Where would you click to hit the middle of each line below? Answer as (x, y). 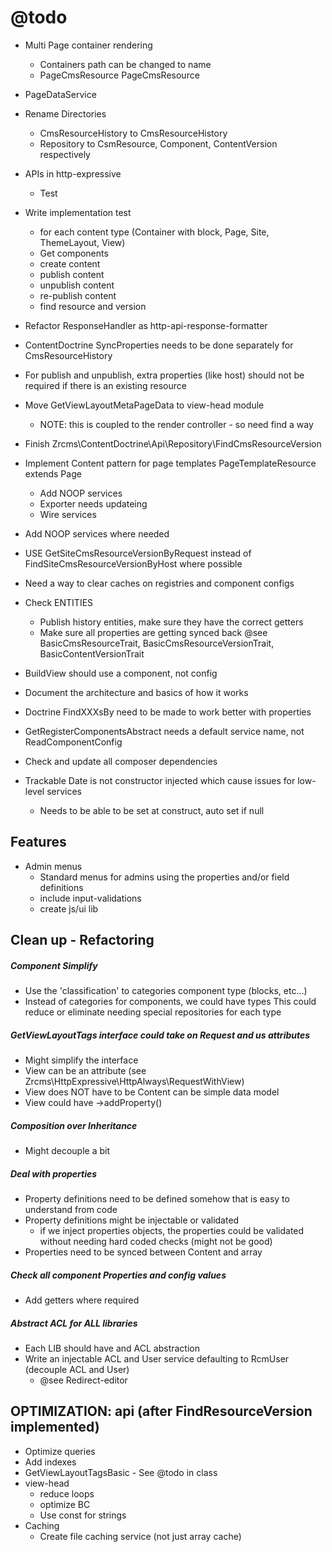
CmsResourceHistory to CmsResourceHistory (133, 133)
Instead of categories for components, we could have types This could (170, 1002)
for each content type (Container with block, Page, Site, (154, 232)
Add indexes (50, 1462)
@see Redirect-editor (83, 1380)
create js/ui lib (69, 908)
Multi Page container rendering (88, 45)
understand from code (71, 1210)
